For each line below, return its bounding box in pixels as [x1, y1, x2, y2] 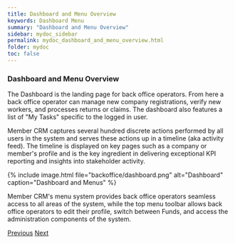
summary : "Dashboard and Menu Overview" [7, 24, 130, 31]
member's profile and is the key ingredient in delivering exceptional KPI [7, 149, 216, 158]
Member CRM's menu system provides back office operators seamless [7, 192, 216, 200]
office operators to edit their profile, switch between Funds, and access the [7, 208, 229, 216]
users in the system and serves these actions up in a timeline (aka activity [7, 134, 224, 143]
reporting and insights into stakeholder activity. [7, 157, 146, 166]
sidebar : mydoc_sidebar [7, 30, 78, 38]
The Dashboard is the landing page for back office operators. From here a [7, 90, 224, 98]
